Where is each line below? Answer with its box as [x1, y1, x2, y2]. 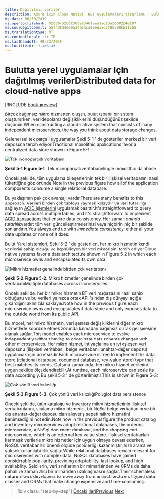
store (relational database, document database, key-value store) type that [5, 357, 153, 363]
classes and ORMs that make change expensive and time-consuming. [5, 478, 145, 484]
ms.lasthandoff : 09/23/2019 [5, 39, 62, 44]
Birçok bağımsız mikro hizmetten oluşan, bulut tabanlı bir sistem [5, 111, 133, 117]
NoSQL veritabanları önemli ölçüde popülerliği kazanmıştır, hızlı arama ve [5, 442, 152, 448]
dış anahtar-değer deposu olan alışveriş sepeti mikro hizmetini [5, 411, 130, 417]
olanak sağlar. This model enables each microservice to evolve [5, 331, 130, 337]
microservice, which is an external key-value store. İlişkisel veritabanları [5, 431, 150, 438]
